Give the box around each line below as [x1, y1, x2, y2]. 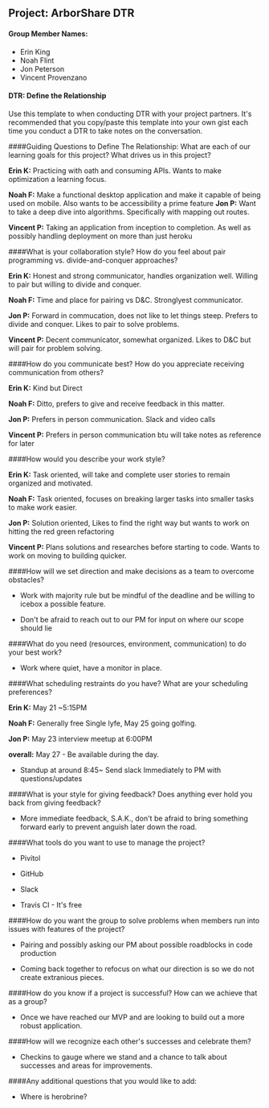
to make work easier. [8, 502, 78, 512]
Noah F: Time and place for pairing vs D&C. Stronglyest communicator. [8, 295, 243, 304]
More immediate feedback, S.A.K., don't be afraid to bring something [19, 813, 249, 823]
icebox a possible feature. [19, 599, 106, 609]
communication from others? [8, 367, 104, 377]
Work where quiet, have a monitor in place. [19, 663, 162, 672]
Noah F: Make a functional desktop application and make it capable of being [8, 189, 261, 200]
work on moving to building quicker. [8, 551, 127, 560]
